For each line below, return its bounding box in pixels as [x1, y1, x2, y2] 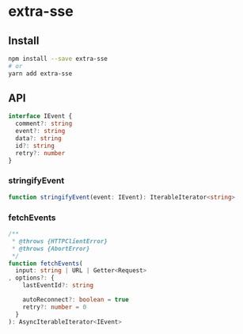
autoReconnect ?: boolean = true [22, 296, 129, 304]
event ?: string [15, 127, 66, 135]
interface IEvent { [8, 112, 73, 120]
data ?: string [15, 135, 62, 142]
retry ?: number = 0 [22, 303, 87, 311]
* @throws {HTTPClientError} [11, 237, 108, 245]
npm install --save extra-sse [8, 55, 108, 63]
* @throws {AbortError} [11, 245, 90, 252]
